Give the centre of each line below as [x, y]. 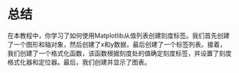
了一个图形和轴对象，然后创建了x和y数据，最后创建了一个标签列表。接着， [117, 44]
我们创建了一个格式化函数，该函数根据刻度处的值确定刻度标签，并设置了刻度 [119, 53]
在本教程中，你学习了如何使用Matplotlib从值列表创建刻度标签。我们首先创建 [118, 35]
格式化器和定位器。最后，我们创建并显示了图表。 [79, 62]
